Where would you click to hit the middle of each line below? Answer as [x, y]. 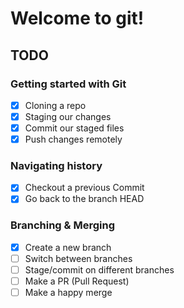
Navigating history [56, 166]
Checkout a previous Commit [84, 188]
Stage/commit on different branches [99, 269]
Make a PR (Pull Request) [77, 281]
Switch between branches [78, 258]
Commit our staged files [74, 128]
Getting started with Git [68, 84]
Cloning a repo [55, 105]
